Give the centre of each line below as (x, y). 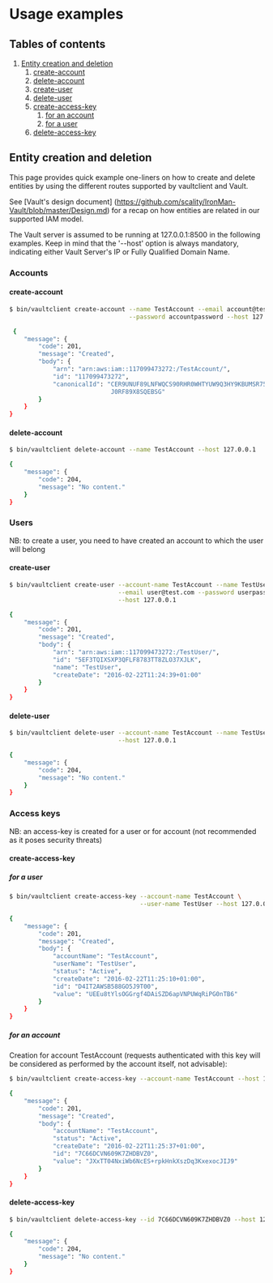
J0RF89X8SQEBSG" (138, 391)
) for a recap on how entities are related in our (183, 210)
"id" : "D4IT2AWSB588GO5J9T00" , (105, 986)
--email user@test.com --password (176, 592)
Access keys (35, 814)
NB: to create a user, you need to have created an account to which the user (136, 541)
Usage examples (66, 14)
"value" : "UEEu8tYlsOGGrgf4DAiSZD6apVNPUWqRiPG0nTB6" (145, 994)
